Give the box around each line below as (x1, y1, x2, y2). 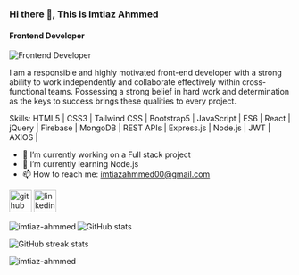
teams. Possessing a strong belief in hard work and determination (47, 87, 290, 97)
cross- (242, 77, 266, 87)
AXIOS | (9, 132, 38, 143)
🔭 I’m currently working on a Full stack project (21, 149, 192, 160)
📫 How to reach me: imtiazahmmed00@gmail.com (21, 169, 211, 179)
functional (9, 87, 46, 97)
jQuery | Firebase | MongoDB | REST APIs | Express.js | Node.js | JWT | (9, 122, 271, 133)
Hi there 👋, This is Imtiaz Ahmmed (9, 8, 159, 21)
